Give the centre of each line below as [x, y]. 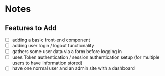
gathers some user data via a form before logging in [67, 52]
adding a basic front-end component [51, 40]
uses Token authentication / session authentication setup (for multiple [86, 57]
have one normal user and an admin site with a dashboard [74, 68]
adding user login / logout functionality [53, 46]
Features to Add [31, 28]
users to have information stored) [47, 63]
